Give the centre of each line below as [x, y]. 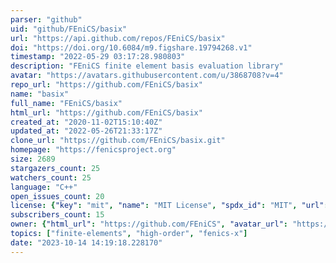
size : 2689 [33, 159]
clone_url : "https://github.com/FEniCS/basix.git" [118, 141]
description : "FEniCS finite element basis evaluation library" [147, 66]
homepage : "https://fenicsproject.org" [93, 150]
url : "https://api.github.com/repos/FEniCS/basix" [118, 38]
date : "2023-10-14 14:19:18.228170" [86, 242]
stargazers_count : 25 [55, 168]
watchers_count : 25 [51, 177]
